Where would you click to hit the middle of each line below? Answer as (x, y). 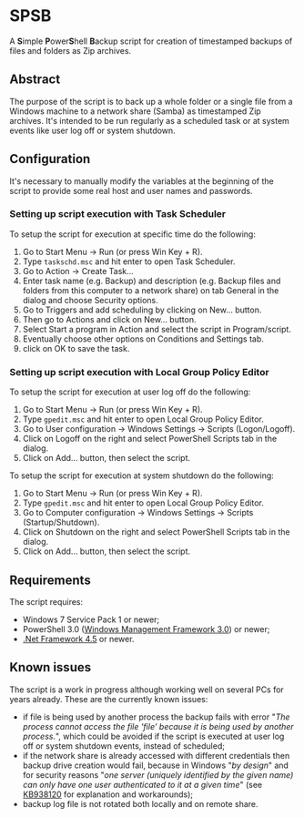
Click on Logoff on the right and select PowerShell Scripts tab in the (150, 439)
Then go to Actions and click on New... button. (109, 319)
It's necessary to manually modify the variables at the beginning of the (142, 181)
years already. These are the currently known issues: (109, 699)
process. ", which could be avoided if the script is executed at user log (153, 736)
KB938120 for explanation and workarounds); (108, 794)
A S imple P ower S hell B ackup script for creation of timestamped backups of (151, 41)
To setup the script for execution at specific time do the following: (133, 234)
